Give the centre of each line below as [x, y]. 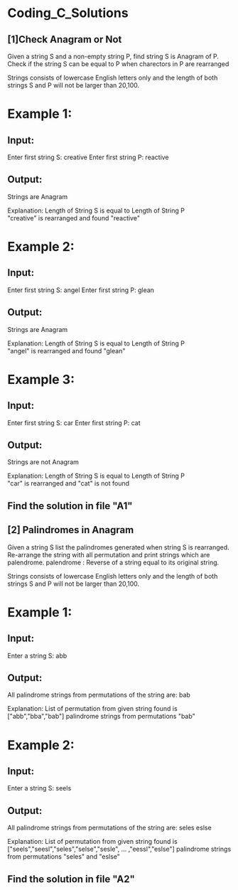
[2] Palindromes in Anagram [71, 530]
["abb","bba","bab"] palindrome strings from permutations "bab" [101, 717]
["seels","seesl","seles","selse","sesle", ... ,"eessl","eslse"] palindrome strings [119, 849]
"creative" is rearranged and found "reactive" [74, 218]
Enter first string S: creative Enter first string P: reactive [88, 157]
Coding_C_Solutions [68, 13]
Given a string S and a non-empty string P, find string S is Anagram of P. [113, 56]
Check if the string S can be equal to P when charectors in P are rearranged [118, 64]
